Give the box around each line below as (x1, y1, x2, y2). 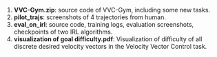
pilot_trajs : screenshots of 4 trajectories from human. (13, 13, 167, 21)
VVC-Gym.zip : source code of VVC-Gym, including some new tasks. (13, 6, 211, 14)
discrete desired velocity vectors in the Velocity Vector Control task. (13, 43, 207, 50)
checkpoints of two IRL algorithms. (13, 27, 113, 36)
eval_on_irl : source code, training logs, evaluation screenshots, (13, 21, 194, 28)
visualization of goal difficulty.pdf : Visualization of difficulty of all (13, 35, 203, 43)
